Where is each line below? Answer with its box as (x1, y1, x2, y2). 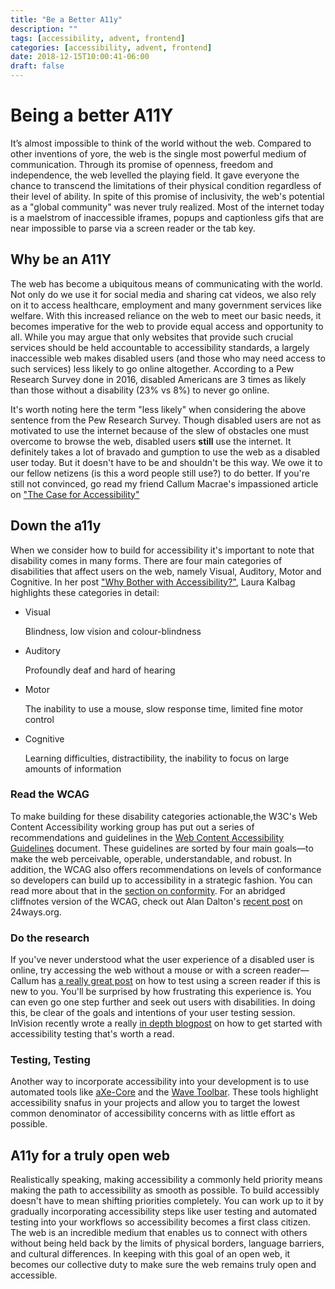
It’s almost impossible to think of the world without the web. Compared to (10, 137, 312, 149)
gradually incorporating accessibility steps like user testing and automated (10, 1206, 317, 1218)
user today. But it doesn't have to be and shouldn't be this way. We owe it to (10, 456, 323, 468)
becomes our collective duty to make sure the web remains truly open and (10, 1259, 317, 1271)
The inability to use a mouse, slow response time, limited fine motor (24, 702, 304, 715)
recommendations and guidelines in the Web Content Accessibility (10, 831, 285, 843)
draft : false (10, 61, 65, 71)
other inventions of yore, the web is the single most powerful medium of (10, 147, 307, 160)
